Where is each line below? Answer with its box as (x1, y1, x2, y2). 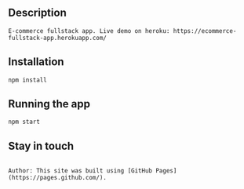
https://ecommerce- (173, 27, 237, 35)
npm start (8, 118, 41, 126)
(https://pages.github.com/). (8, 174, 107, 182)
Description (8, 6, 67, 20)
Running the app (8, 97, 90, 111)
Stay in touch (8, 139, 75, 152)
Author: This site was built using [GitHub (8, 167, 153, 175)
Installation (8, 55, 64, 69)
